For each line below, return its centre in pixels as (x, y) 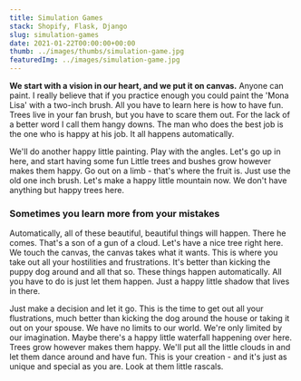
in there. (25, 291)
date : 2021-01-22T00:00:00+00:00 (73, 43)
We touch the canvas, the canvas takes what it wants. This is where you (144, 253)
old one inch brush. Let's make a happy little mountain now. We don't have (148, 181)
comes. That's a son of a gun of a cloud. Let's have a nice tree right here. (146, 243)
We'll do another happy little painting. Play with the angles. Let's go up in (145, 151)
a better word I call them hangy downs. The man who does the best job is (146, 124)
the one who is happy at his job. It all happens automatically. (122, 134)
